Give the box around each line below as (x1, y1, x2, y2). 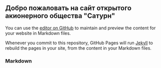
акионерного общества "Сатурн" (5, 12, 115, 20)
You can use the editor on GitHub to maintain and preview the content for (5, 25, 156, 31)
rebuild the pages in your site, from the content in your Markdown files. (5, 45, 151, 51)
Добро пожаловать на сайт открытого (5, 4, 131, 12)
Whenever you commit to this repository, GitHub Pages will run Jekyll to (5, 40, 153, 46)
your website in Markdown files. (5, 30, 71, 36)
